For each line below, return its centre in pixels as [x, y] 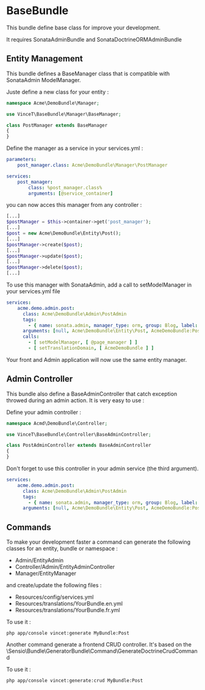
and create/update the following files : [54, 585]
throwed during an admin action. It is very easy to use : [75, 400]
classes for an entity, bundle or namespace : [62, 549]
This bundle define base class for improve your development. [83, 28]
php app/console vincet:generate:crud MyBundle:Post [75, 681]
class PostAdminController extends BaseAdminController [79, 445]
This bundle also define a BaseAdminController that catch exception [92, 394]
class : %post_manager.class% [65, 187]
